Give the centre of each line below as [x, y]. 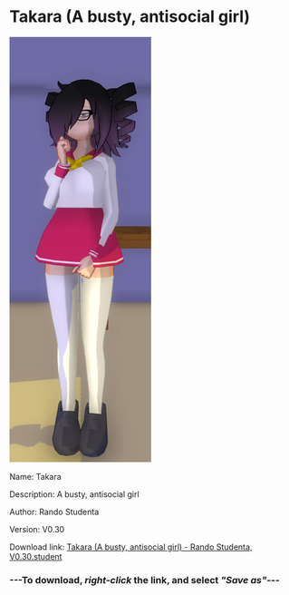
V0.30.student [36, 556]
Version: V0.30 [37, 529]
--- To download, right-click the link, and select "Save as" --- [145, 580]
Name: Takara [35, 476]
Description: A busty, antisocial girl [74, 494]
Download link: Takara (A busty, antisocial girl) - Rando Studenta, [131, 547]
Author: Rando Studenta [54, 512]
